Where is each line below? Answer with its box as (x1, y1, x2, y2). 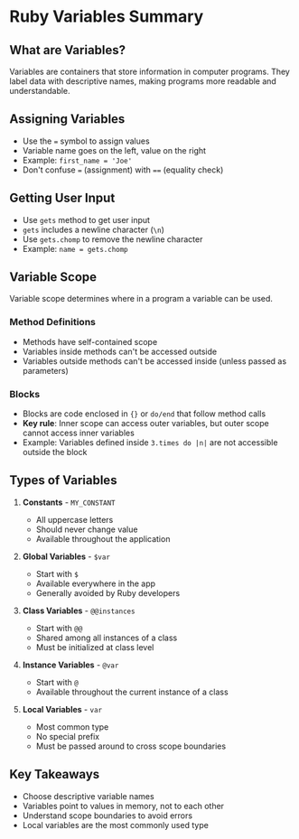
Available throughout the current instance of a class (35, 686, 229, 697)
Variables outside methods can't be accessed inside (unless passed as (22, 355, 287, 367)
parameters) (22, 365, 70, 376)
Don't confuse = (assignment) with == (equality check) (22, 164, 224, 175)
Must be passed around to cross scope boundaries (35, 741, 227, 751)
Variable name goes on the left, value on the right (22, 144, 206, 155)
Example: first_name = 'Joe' (22, 154, 133, 165)
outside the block (22, 447, 88, 458)
